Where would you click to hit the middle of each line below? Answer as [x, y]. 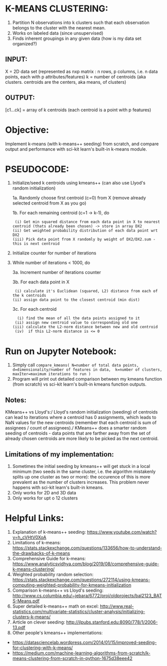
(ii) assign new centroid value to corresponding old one [76, 323]
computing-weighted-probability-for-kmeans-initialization [72, 585]
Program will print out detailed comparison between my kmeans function [87, 379]
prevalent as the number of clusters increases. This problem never [81, 482]
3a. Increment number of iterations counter [57, 272]
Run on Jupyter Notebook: [61, 351]
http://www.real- [117, 606]
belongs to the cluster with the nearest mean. [59, 27]
